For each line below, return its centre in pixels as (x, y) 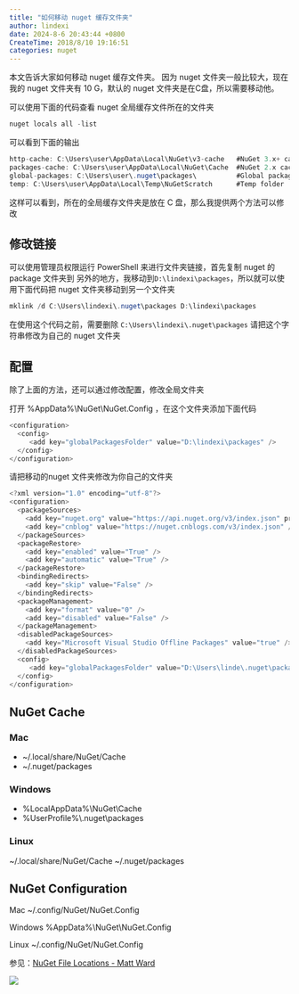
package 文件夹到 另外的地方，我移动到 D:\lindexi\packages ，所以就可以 (143, 278)
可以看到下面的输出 (44, 142)
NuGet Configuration (68, 889)
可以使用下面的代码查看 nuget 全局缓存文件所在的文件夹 (112, 107)
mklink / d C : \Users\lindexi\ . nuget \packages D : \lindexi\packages (133, 307)
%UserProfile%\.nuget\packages (83, 818)
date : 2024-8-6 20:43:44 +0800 (67, 34)
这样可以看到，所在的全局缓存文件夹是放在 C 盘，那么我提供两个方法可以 (143, 202)
